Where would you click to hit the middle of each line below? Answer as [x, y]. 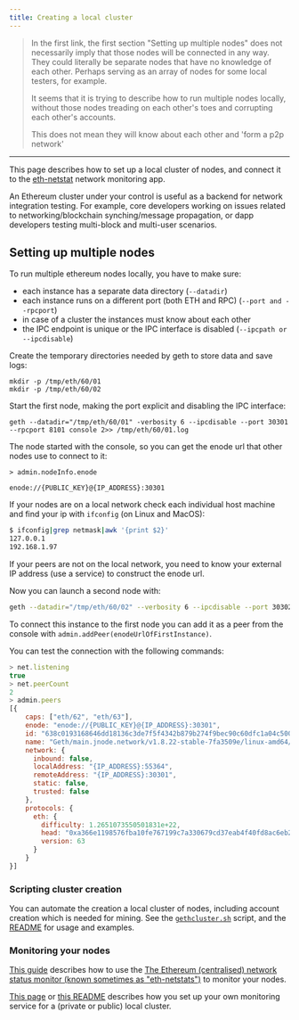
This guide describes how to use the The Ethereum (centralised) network [143, 970]
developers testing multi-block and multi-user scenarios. [113, 225]
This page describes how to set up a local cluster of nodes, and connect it [145, 169]
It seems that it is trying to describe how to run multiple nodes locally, [158, 98]
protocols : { [49, 808]
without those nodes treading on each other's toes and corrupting [152, 107]
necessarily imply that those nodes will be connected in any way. [150, 52]
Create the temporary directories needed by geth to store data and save [141, 356]
